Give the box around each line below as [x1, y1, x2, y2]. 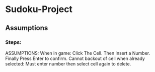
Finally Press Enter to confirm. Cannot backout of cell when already [5, 55, 145, 61]
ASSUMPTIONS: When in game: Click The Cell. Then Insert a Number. [5, 50, 150, 56]
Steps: [5, 39, 22, 46]
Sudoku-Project [5, 4, 73, 15]
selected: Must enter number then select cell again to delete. [5, 60, 131, 66]
